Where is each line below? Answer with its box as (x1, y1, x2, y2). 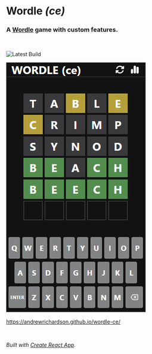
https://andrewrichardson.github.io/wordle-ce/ (6, 318, 121, 325)
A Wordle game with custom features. (6, 26, 118, 34)
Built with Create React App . (6, 341, 76, 349)
